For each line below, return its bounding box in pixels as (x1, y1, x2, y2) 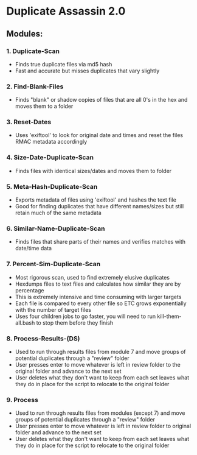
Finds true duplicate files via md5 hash (15, 60, 112, 68)
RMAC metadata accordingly (15, 138, 88, 146)
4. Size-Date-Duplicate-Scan (6, 153, 94, 162)
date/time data (15, 245, 52, 252)
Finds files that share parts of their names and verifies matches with (15, 238, 186, 245)
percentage (15, 286, 44, 294)
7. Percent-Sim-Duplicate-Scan (6, 260, 101, 269)
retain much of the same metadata (15, 209, 102, 217)
